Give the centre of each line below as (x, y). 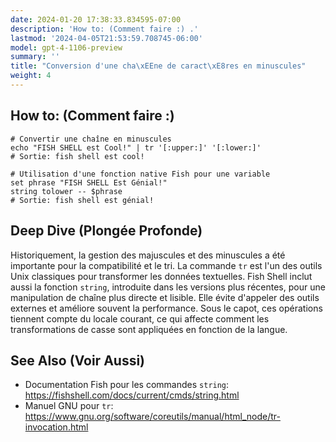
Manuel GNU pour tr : (69, 406)
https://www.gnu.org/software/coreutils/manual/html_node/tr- (152, 417)
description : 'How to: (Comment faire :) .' (104, 29)
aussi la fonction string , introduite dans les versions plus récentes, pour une (168, 287)
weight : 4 (31, 76)
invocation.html (56, 427)
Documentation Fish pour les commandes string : (127, 385)
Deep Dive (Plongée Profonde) (106, 231)
